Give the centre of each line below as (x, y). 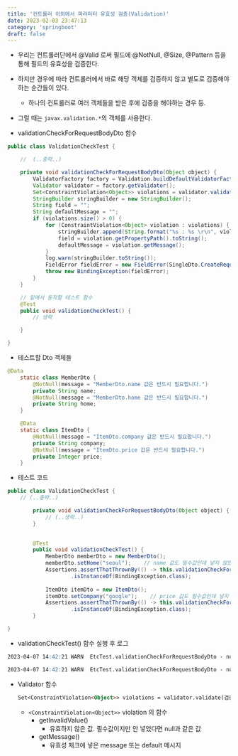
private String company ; (69, 443)
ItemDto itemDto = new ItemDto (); (96, 590)
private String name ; (65, 391)
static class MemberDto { (58, 378)
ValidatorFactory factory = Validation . (93, 179)
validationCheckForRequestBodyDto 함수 (77, 133)
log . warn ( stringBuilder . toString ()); (101, 258)
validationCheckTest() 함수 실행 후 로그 (73, 643)
